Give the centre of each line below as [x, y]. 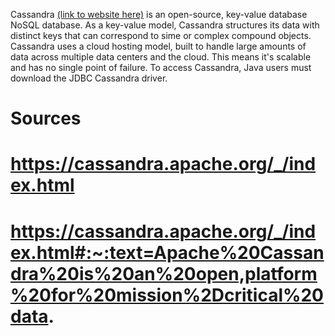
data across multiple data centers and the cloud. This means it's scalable [161, 57]
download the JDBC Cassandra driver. [89, 78]
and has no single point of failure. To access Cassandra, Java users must [161, 67]
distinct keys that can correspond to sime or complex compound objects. [161, 35]
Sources [46, 118]
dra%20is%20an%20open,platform [164, 273]
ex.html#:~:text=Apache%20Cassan [167, 252]
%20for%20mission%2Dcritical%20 [167, 295]
